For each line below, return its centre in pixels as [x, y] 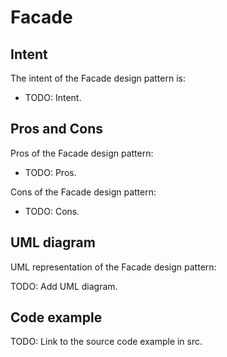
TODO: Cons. [52, 211]
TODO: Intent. [53, 97]
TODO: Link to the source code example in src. [106, 342]
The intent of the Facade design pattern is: [98, 78]
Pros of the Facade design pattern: [82, 153]
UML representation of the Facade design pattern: [113, 267]
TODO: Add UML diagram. [64, 286]
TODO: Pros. [50, 172]
